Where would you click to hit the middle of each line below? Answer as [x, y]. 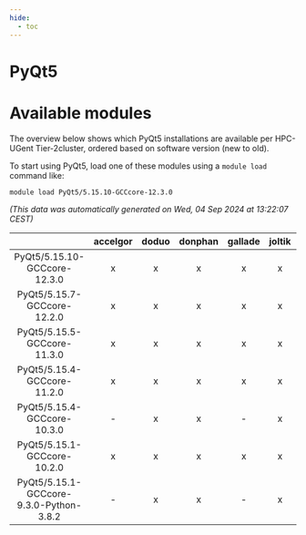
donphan [199, 241]
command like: [37, 175]
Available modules [81, 113]
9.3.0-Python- [49, 505]
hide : [20, 18]
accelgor [113, 241]
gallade [244, 241]
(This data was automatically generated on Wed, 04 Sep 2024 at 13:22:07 [149, 209]
